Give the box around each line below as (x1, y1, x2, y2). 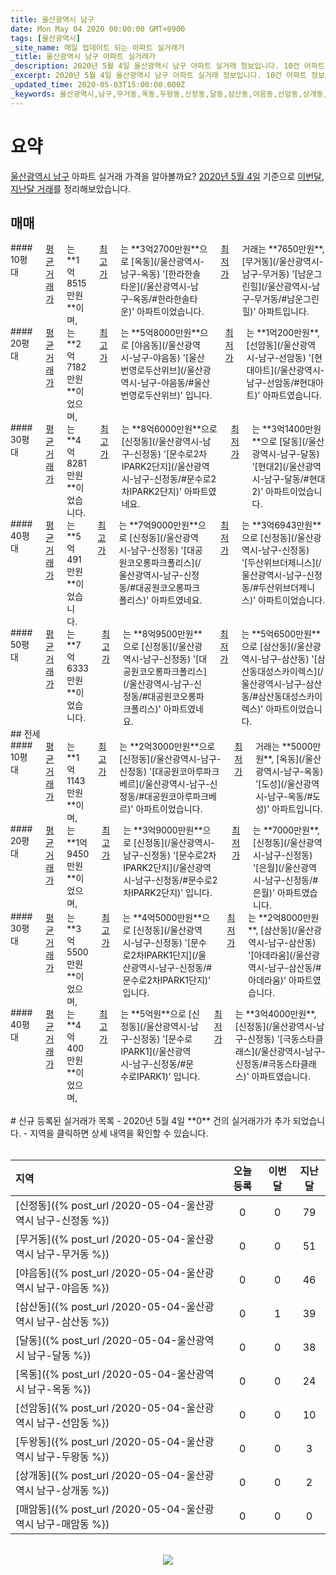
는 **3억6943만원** (241, 519, 322, 531)
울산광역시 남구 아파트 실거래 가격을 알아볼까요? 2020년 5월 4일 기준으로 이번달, (10, 170, 325, 182)
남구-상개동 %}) (36, 1484, 110, 1498)
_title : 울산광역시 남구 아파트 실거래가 (10, 52, 156, 62)
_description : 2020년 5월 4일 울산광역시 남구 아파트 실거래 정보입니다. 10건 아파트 (10, 61, 325, 71)
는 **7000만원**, (253, 824, 321, 836)
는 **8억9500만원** (122, 628, 203, 640)
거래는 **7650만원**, (241, 243, 325, 255)
